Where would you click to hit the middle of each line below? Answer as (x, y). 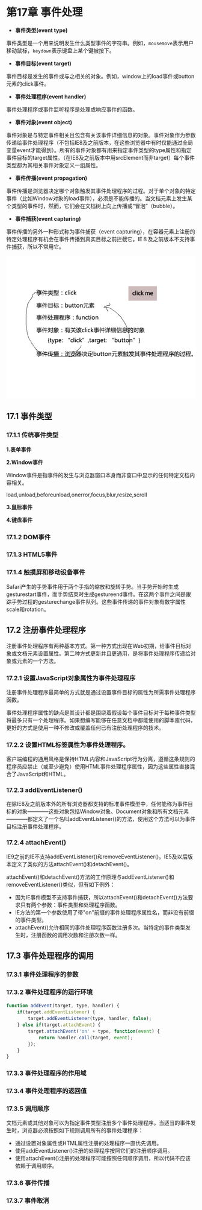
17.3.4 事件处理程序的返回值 (47, 1091)
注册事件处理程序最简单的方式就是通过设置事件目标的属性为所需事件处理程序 (101, 692)
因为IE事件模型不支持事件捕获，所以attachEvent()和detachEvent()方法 (101, 897)
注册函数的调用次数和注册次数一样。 (76, 935)
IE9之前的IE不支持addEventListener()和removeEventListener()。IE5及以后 (97, 857)
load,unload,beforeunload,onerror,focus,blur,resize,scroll (77, 495)
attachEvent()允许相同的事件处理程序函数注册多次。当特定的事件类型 (100, 927)
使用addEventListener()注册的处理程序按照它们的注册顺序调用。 (94, 1151)
